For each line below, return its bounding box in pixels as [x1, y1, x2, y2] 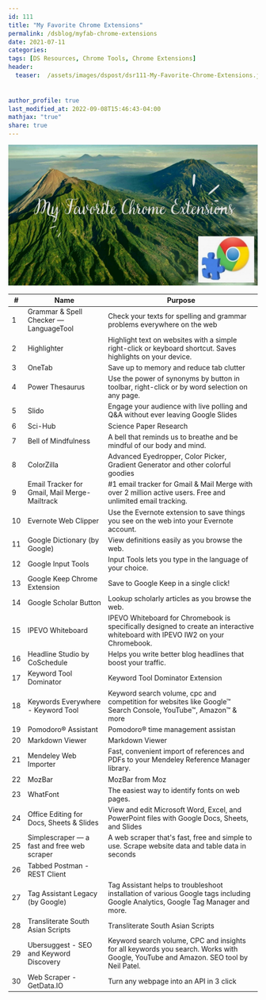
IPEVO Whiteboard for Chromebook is [108, 613, 231, 623]
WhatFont [27, 790, 59, 799]
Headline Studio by [27, 649, 89, 658]
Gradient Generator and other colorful [108, 460, 231, 469]
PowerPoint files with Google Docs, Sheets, [108, 814, 249, 822]
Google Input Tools [27, 559, 89, 569]
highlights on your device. [108, 351, 192, 361]
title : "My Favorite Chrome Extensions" [8, 21, 144, 29]
